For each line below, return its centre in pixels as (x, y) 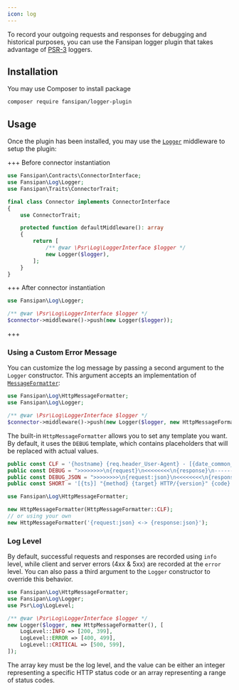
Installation (33, 72)
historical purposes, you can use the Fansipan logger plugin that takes (110, 42)
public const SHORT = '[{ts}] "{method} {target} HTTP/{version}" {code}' (121, 484)
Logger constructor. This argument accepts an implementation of (102, 375)
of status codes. (31, 680)
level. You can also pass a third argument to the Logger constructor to (109, 572)
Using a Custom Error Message (62, 352)
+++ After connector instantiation (56, 288)
